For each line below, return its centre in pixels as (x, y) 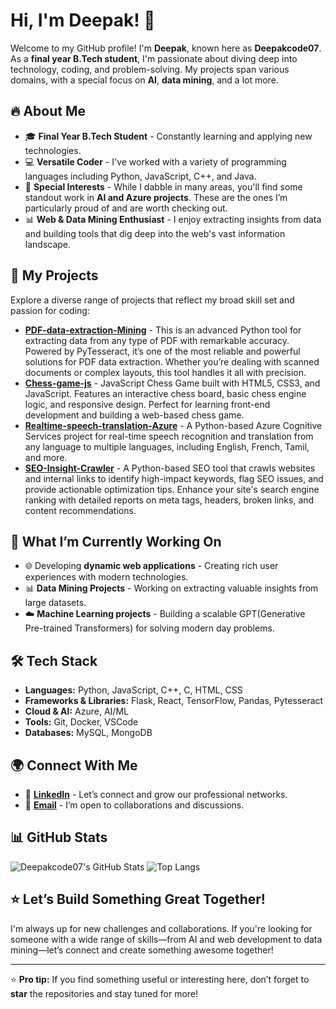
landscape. (48, 244)
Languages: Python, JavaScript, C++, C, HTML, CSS (133, 690)
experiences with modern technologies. (106, 577)
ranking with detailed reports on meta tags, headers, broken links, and (169, 500)
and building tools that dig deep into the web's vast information (155, 233)
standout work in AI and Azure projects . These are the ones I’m (156, 197)
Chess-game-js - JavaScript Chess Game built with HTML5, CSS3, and (172, 383)
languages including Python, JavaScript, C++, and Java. (140, 176)
